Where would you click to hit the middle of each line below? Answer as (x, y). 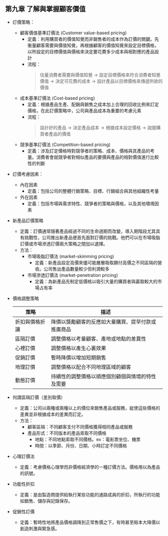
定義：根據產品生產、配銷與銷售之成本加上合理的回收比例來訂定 (93, 104)
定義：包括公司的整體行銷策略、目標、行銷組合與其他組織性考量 (93, 191)
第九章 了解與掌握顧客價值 (45, 9)
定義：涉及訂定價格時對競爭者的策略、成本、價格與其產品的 (89, 151)
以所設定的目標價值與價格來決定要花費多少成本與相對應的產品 (91, 51)
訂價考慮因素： (28, 174)
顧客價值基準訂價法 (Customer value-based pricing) (73, 33)
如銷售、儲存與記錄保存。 (46, 501)
